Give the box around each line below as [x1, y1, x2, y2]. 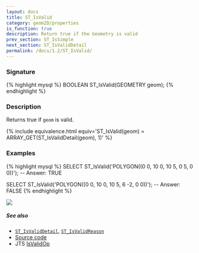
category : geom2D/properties [6, 20, 79, 26]
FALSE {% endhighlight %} [6, 187, 72, 194]
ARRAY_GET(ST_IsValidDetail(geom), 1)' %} [6, 134, 113, 141]
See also [6, 212, 29, 219]
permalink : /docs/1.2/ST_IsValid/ [6, 48, 93, 54]
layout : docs [6, 8, 39, 15]
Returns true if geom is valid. [6, 116, 74, 124]
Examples [6, 149, 36, 158]
